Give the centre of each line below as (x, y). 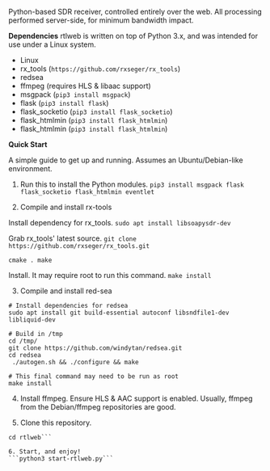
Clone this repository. (56, 423)
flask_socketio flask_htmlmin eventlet (87, 192)
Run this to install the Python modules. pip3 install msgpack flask (132, 184)
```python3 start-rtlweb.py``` (61, 459)
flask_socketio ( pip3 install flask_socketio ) (96, 111)
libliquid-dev (32, 320)
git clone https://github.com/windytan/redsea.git (95, 348)
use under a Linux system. (53, 44)
